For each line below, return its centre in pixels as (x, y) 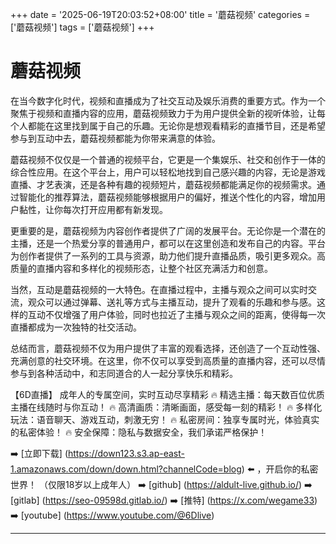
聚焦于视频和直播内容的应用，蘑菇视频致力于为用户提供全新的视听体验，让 (163, 113)
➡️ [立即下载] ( (39, 453)
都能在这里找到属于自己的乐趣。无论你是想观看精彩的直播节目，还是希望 (176, 125)
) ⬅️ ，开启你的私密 (280, 469)
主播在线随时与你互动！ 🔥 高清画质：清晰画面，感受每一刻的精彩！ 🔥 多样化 (166, 407)
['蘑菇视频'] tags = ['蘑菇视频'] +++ (82, 27)
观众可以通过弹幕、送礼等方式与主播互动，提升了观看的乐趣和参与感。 (172, 302)
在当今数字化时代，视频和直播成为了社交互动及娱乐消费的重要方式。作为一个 (168, 100)
